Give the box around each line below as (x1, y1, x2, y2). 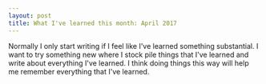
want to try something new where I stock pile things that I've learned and (8, 50, 249, 59)
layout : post (8, 11, 52, 20)
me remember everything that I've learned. (8, 66, 150, 76)
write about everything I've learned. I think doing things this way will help (8, 58, 250, 68)
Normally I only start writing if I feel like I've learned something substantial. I (8, 41, 259, 50)
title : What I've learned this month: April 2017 (8, 19, 178, 27)
